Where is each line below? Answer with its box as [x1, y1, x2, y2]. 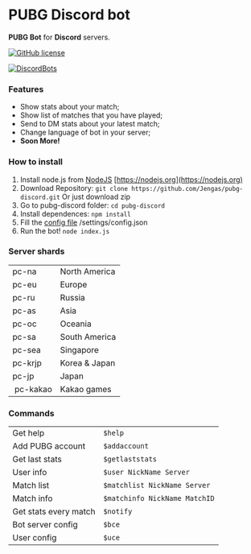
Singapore [60, 344, 99, 355]
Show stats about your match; [19, 102, 120, 112]
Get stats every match [12, 506, 96, 517]
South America [60, 331, 117, 342]
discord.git [19, 193, 60, 201]
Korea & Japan [60, 357, 116, 368]
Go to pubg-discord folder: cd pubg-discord [19, 200, 166, 210]
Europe [60, 279, 88, 290]
